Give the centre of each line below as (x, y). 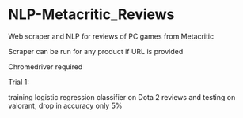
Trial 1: (19, 82)
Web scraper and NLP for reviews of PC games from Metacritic (111, 36)
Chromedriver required (46, 66)
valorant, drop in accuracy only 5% (65, 105)
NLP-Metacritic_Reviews (91, 15)
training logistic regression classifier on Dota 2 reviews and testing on (122, 97)
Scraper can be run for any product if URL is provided (96, 51)
